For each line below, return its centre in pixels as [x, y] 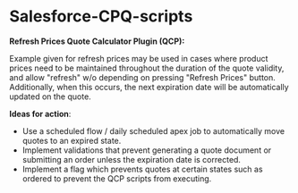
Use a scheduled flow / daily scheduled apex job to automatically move [153, 130]
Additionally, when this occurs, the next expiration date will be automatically [149, 87]
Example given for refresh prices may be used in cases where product [139, 58]
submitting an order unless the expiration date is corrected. [132, 159]
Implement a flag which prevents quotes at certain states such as [142, 169]
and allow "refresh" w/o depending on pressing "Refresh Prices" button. [142, 77]
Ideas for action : [40, 113]
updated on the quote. [50, 96]
